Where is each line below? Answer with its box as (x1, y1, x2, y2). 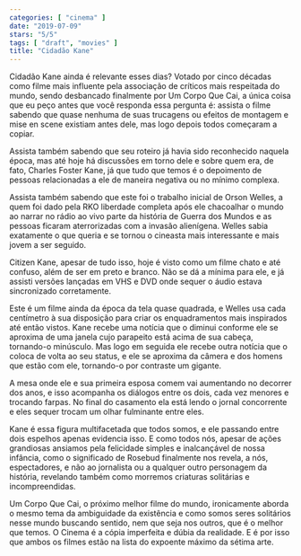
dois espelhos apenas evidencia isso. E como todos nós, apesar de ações (9, 433, 282, 445)
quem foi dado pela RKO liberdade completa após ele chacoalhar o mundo (9, 201, 284, 212)
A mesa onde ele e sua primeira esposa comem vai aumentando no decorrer (9, 378, 292, 389)
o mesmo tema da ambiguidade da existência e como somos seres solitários (9, 508, 291, 519)
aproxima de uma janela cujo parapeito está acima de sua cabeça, (9, 331, 254, 342)
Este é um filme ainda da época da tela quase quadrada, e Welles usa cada (9, 303, 287, 314)
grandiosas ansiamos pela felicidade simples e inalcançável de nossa (9, 443, 266, 454)
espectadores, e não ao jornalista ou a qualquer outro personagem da (9, 462, 267, 472)
